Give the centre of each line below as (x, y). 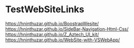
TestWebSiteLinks (45, 9)
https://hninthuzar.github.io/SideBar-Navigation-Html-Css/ (67, 29)
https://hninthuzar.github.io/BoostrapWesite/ (52, 23)
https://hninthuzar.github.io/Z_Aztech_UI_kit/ (52, 34)
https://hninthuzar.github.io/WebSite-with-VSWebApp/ (63, 40)
